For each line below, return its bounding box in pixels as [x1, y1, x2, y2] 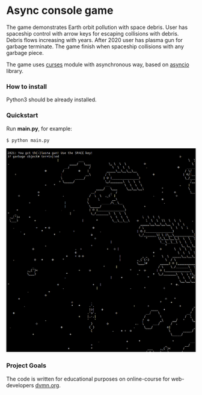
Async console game [6, 4, 114, 17]
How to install [6, 82, 47, 90]
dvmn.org [35, 381, 60, 389]
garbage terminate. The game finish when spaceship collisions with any [6, 43, 185, 50]
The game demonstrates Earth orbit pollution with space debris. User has [6, 24, 188, 31]
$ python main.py [6, 137, 50, 144]
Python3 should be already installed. [6, 96, 97, 103]
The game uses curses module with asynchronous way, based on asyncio [6, 61, 189, 68]
